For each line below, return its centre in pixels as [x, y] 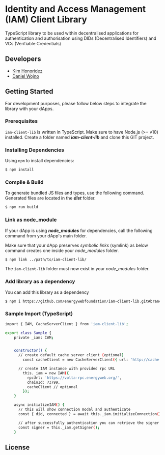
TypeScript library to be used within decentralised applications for [72, 33]
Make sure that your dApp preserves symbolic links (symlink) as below [77, 245]
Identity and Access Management [75, 9]
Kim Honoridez [27, 71]
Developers [23, 59]
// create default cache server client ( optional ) [71, 355]
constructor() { [31, 351]
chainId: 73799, [43, 382]
